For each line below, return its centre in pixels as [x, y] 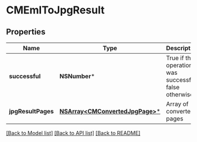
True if [175, 58]
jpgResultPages [31, 111]
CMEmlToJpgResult [55, 10]
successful [25, 76]
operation [179, 65]
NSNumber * [77, 76]
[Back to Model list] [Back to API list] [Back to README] [73, 133]
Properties [26, 32]
